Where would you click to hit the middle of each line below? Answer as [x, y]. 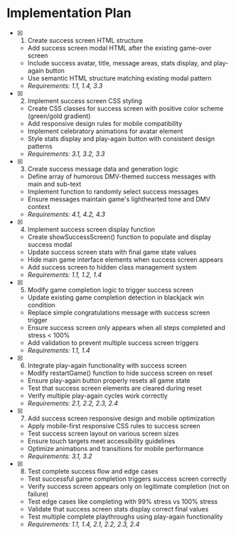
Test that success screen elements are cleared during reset [114, 388]
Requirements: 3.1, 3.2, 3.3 [66, 154]
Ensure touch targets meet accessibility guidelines [101, 441]
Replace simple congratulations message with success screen [119, 312]
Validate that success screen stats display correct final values [118, 509]
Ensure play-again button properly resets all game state [109, 380]
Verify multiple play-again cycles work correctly [97, 396]
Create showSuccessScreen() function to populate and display [119, 237]
